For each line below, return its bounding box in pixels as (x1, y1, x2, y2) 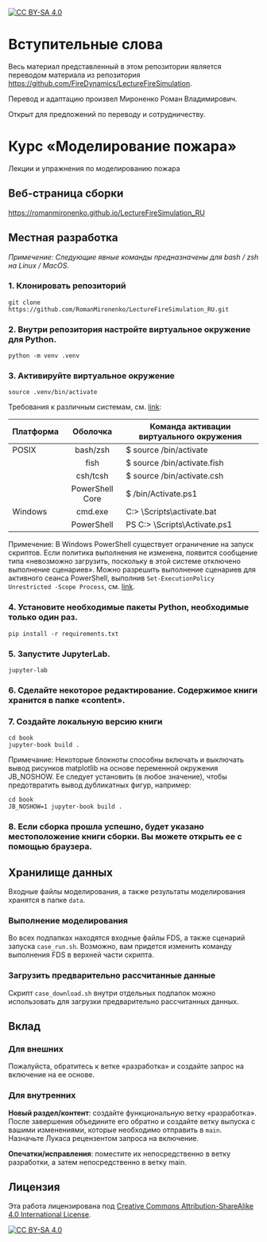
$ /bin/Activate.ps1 (126, 488, 198, 499)
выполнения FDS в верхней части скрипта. (8, 950, 155, 959)
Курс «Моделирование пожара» (8, 138, 237, 155)
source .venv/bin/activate (8, 389, 98, 396)
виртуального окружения (138, 431, 242, 442)
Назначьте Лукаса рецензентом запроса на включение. (8, 1133, 199, 1142)
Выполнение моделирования (8, 915, 129, 926)
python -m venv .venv (8, 352, 80, 360)
